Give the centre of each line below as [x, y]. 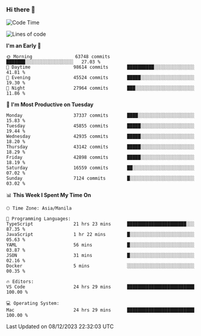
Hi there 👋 [21, 10]
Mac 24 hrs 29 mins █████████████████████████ [100, 310]
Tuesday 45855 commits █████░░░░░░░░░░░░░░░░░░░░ [100, 126]
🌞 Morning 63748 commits [58, 57]
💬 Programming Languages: [38, 219]
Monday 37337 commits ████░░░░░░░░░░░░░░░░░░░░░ [100, 116]
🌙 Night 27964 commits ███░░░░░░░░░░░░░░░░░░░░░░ [100, 88]
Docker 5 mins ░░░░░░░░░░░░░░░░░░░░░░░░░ [100, 266]
